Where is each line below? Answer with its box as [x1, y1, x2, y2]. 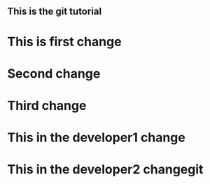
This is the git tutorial [7, 6, 102, 17]
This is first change [7, 34, 122, 50]
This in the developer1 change [7, 129, 185, 146]
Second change [7, 66, 101, 81]
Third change [7, 97, 87, 113]
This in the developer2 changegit [7, 162, 204, 178]
